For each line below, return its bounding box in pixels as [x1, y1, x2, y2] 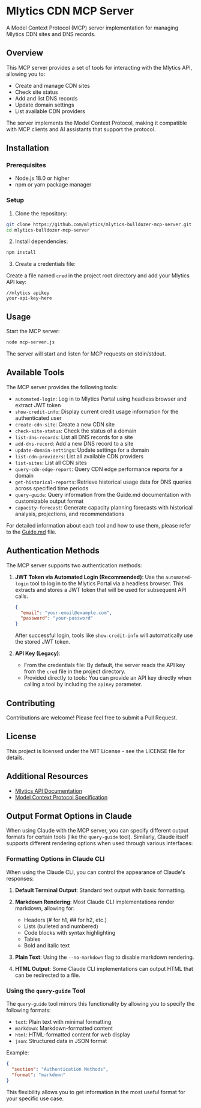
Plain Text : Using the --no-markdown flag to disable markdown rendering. [14, 953, 194, 961]
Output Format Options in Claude [6, 811, 132, 821]
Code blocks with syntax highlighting [23, 929, 116, 936]
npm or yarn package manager [14, 181, 92, 188]
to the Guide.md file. [6, 528, 57, 535]
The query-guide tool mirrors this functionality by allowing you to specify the [6, 1000, 195, 1008]
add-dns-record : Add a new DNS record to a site [14, 440, 134, 447]
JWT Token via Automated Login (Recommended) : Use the [14, 573, 164, 580]
